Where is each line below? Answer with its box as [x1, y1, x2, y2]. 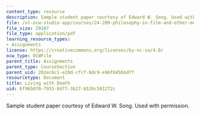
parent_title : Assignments [6, 58, 73, 64]
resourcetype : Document [6, 75, 65, 81]
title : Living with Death [6, 81, 70, 87]
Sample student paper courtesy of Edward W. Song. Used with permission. [6, 102, 190, 109]
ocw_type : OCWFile [6, 53, 52, 59]
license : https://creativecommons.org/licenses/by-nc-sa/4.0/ [6, 47, 164, 53]
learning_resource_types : [6, 36, 70, 42]
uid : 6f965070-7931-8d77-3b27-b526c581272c [6, 86, 116, 92]
